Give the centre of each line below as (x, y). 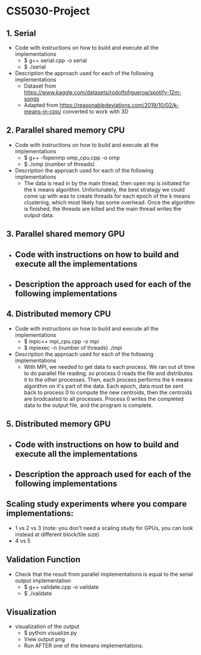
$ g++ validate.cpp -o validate (61, 586)
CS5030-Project (48, 11)
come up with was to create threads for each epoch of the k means (107, 196)
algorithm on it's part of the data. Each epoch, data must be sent (104, 386)
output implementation (43, 580)
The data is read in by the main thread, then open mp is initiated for (107, 183)
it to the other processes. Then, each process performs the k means (108, 379)
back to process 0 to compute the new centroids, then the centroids (108, 392)
